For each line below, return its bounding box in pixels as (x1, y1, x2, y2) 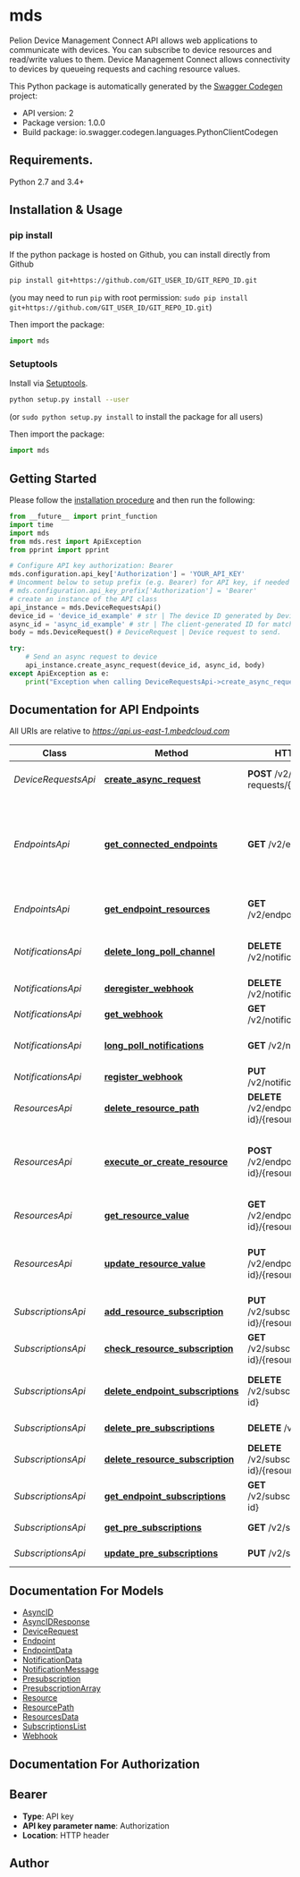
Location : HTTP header (21, 1830, 110, 1840)
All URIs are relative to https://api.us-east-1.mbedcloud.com (9, 726, 230, 736)
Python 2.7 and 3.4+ (9, 176, 85, 187)
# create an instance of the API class (9, 594, 158, 604)
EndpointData (21, 1645, 73, 1656)
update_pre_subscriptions (104, 1547, 219, 1559)
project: (9, 90, 38, 101)
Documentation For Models (9, 1583, 164, 1598)
